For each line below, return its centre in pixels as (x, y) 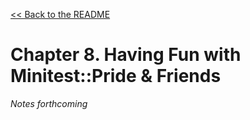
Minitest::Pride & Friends (116, 76)
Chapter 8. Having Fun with (126, 55)
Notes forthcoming (49, 103)
